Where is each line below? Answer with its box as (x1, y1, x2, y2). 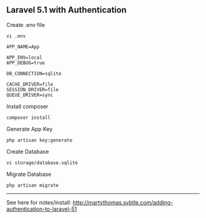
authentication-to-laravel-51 (6, 205, 77, 212)
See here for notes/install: (6, 198, 72, 206)
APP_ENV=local (6, 55, 43, 61)
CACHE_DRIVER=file (6, 81, 53, 88)
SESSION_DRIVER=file (6, 86, 59, 92)
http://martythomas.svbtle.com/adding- (72, 198, 174, 206)
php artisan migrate (6, 182, 59, 189)
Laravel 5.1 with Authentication (6, 5, 127, 15)
